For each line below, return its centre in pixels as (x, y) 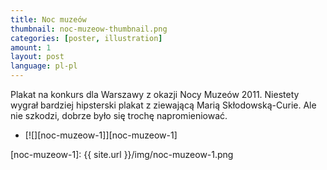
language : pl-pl (44, 66)
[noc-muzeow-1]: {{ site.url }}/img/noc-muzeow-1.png (122, 154)
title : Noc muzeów (48, 19)
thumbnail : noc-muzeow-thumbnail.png (89, 29)
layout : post (37, 57)
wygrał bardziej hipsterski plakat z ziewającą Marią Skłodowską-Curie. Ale (163, 105)
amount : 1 (31, 47)
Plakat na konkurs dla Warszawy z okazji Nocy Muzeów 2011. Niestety (155, 94)
